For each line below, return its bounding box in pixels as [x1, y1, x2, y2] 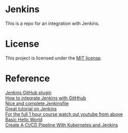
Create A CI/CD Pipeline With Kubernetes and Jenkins [5, 122, 118, 128]
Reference [5, 73, 50, 84]
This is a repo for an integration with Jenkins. [5, 20, 100, 26]
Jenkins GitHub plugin [5, 89, 52, 95]
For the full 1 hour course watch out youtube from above [5, 111, 123, 117]
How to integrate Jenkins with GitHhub [5, 95, 86, 101]
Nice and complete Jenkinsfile [5, 100, 69, 106]
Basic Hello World [5, 116, 43, 122]
